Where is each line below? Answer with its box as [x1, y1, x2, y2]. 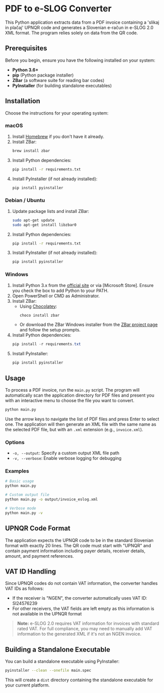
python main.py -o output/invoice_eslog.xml [5, 497, 98, 502]
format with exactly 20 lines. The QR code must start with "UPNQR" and [5, 542, 151, 548]
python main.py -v [5, 510, 43, 515]
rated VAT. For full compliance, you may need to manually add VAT [17, 626, 153, 632]
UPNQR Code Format [5, 524, 70, 532]
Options [5, 439, 25, 446]
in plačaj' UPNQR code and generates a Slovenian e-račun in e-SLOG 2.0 [5, 24, 154, 30]
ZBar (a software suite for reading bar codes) [12, 77, 105, 83]
